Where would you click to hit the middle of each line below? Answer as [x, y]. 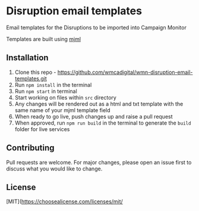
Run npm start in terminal [46, 91]
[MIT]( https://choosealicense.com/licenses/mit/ [64, 201]
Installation [27, 58]
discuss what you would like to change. [54, 169]
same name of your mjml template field [63, 110]
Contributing [30, 148]
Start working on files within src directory [66, 97]
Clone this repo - [35, 72]
